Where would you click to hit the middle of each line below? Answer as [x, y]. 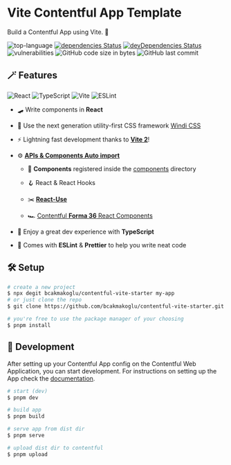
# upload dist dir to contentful [55, 448]
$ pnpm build [26, 416]
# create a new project [41, 287]
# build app [24, 410]
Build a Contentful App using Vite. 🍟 [58, 32]
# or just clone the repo [44, 300]
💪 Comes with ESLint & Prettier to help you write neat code [102, 245]
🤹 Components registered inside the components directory [112, 168]
